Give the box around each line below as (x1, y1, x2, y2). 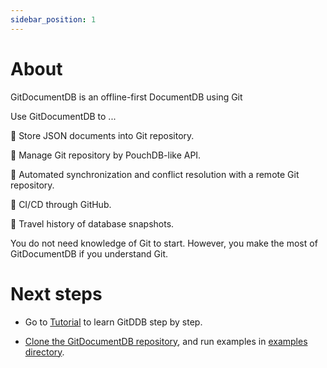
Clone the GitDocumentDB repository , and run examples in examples (24, 335, 308, 347)
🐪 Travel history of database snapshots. (10, 217, 175, 230)
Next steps (10, 282, 103, 305)
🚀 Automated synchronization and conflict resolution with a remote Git (10, 168, 300, 180)
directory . (24, 346, 65, 358)
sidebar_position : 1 (10, 14, 97, 25)
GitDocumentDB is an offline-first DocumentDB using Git (10, 91, 243, 103)
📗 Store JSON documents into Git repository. (10, 129, 195, 141)
